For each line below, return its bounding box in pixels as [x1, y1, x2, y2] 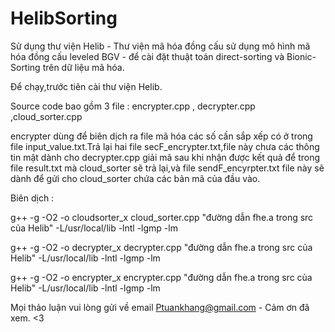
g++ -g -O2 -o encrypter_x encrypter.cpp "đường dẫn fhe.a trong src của [10, 271, 313, 283]
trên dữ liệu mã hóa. [42, 61, 125, 73]
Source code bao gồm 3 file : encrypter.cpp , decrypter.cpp [10, 100, 256, 112]
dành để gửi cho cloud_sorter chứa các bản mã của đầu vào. [10, 172, 261, 184]
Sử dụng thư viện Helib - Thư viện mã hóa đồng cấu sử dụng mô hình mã [10, 40, 311, 52]
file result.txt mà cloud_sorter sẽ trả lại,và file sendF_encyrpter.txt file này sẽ [10, 162, 325, 174]
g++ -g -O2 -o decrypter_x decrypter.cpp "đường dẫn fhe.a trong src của [10, 241, 313, 253]
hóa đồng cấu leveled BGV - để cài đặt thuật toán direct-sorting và [10, 50, 285, 62]
